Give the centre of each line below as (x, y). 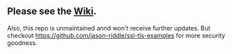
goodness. (23, 43)
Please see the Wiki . (52, 11)
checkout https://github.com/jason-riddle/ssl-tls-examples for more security (116, 35)
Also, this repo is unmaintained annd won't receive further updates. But (109, 28)
